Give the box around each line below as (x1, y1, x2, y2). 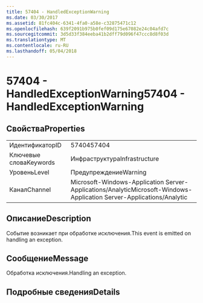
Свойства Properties (6, 124, 86, 134)
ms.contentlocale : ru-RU (6, 43, 69, 49)
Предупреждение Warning (70, 168, 147, 176)
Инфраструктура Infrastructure (70, 155, 159, 163)
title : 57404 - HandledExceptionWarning (6, 8, 110, 15)
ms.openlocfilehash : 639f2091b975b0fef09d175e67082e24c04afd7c (6, 25, 169, 32)
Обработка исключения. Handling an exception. (6, 269, 127, 276)
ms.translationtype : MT (6, 37, 66, 43)
